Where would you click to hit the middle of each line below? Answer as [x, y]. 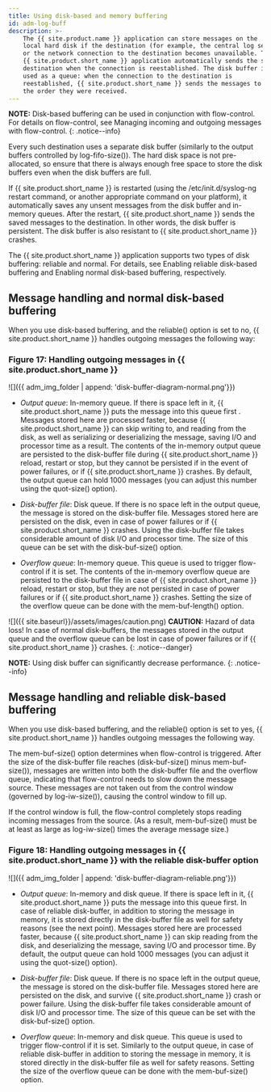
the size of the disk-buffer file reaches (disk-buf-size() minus [110, 762]
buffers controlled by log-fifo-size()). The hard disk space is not [115, 155]
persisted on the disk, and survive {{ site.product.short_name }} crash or [140, 995]
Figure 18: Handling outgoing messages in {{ [97, 850]
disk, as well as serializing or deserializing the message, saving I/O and [138, 437]
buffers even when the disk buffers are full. [80, 173]
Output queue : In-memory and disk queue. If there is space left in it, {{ [137, 893]
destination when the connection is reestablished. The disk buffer [140, 69]
